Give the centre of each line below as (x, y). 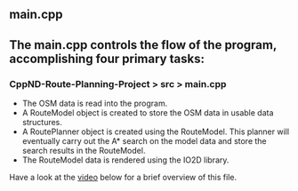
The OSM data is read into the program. (95, 103)
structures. (42, 123)
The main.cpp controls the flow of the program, (143, 45)
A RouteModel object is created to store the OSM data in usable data (148, 113)
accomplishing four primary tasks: (107, 58)
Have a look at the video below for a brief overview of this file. (123, 178)
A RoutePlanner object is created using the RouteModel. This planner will (156, 131)
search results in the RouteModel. (84, 151)
